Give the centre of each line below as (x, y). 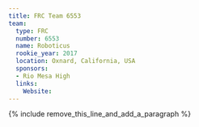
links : (27, 83)
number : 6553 (38, 38)
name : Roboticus (43, 46)
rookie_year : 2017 (47, 53)
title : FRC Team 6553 (45, 16)
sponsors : (32, 69)
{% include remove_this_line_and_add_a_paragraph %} (100, 114)
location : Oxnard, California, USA (76, 61)
